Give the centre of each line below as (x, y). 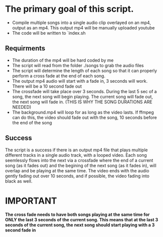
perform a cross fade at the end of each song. (59, 76)
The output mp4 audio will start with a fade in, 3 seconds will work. (80, 81)
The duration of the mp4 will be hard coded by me (63, 60)
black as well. (19, 181)
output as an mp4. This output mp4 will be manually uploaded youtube (83, 27)
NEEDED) (22, 107)
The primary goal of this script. (70, 9)
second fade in (21, 230)
